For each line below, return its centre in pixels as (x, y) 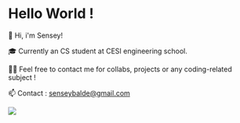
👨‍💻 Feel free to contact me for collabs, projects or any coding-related (120, 69)
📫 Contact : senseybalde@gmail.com (69, 93)
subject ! (22, 77)
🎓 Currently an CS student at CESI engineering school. (98, 51)
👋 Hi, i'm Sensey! (36, 35)
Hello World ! (51, 14)
